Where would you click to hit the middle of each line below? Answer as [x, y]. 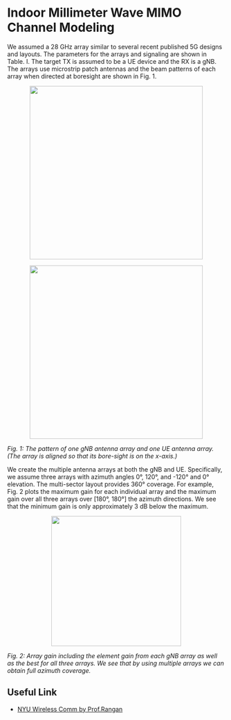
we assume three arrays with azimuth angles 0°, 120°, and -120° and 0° [108, 477]
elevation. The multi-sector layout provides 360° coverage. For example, [111, 484]
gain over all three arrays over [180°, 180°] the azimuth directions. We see [112, 499]
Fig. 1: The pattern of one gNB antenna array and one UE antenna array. [111, 448]
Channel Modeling [61, 27]
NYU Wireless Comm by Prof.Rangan [70, 709]
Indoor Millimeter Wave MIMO [94, 13]
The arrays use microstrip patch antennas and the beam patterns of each [112, 69]
